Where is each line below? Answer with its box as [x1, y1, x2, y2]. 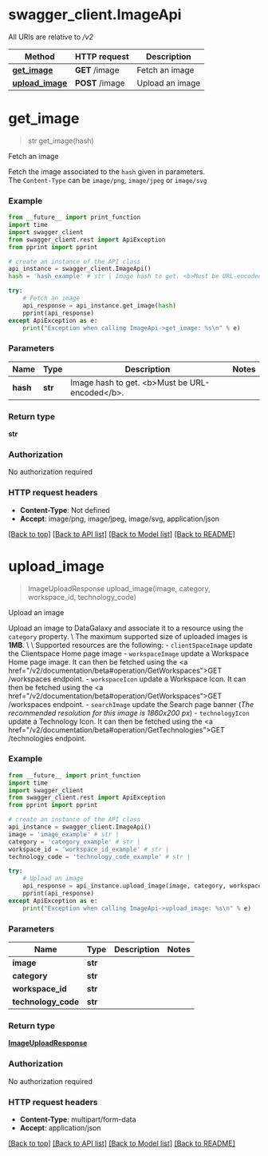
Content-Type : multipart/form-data [19, 1114, 137, 1124]
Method [24, 50, 55, 62]
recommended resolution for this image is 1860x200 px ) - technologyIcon [8, 708, 250, 717]
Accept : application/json [19, 1122, 101, 1132]
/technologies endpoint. [8, 733, 87, 743]
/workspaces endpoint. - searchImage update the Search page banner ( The [8, 699, 254, 709]
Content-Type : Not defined [19, 505, 110, 514]
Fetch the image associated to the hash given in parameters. [8, 166, 206, 177]
